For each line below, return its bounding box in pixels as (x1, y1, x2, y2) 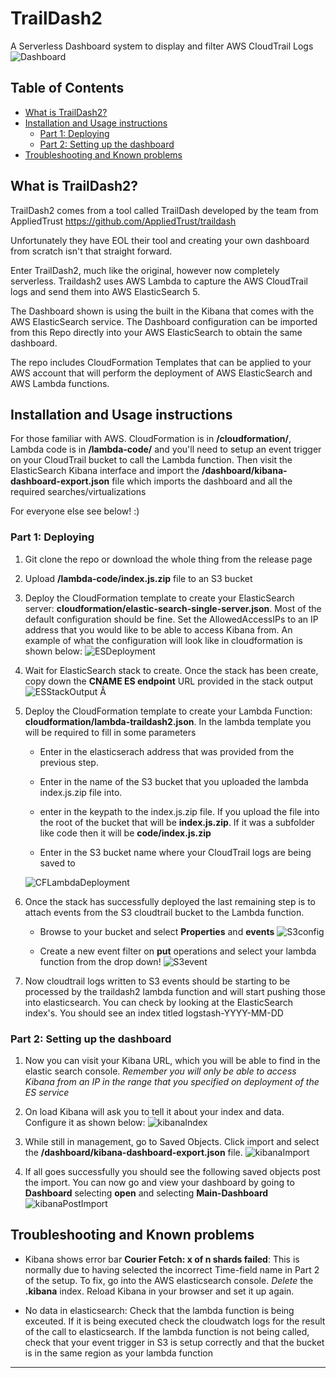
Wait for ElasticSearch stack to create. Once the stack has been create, (24, 664, 319, 676)
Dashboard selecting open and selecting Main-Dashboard (24, 1187, 269, 1199)
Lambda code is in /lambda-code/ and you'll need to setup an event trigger (10, 443, 322, 456)
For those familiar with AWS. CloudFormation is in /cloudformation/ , (10, 433, 292, 445)
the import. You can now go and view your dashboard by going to (24, 1176, 295, 1188)
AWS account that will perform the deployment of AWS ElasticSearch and (10, 367, 313, 379)
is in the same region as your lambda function (24, 1347, 213, 1359)
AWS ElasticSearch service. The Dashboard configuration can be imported (10, 315, 318, 327)
